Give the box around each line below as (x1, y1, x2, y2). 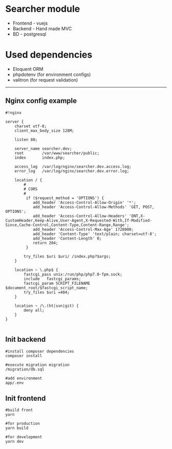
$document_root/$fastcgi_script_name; (5, 285, 88, 290)
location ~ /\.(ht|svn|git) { (14, 303, 79, 308)
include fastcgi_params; (24, 276, 81, 281)
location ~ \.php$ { (14, 267, 58, 272)
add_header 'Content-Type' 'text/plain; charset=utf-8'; (32, 231, 157, 237)
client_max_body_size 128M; (14, 128, 74, 133)
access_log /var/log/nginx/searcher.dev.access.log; (14, 164, 132, 169)
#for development (5, 435, 42, 440)
